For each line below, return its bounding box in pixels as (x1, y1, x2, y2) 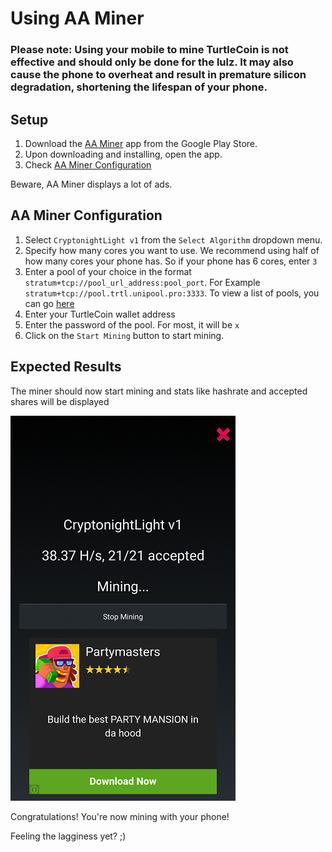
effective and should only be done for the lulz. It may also (10, 55, 294, 69)
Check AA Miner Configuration (24, 158, 152, 171)
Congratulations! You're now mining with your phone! (10, 810, 230, 822)
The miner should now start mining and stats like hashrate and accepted (10, 385, 308, 397)
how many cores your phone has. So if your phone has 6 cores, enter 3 (24, 255, 318, 267)
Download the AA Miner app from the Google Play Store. (24, 137, 258, 149)
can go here (24, 297, 75, 309)
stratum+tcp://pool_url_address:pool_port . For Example (24, 276, 261, 288)
